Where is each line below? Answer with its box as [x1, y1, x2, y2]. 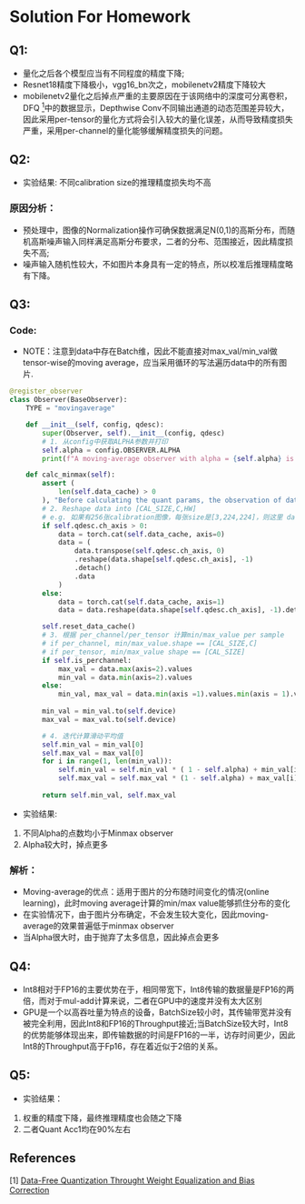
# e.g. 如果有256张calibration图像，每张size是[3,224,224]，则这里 [42, 512, 283, 522]
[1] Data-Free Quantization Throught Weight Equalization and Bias [9, 1175, 256, 1186]
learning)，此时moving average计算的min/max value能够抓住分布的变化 [22, 898, 290, 908]
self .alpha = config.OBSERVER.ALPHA [42, 446, 181, 455]
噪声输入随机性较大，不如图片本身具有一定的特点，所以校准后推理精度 [22, 258, 286, 269]
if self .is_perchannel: [42, 656, 132, 665]
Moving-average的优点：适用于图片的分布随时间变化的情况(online [22, 887, 270, 898]
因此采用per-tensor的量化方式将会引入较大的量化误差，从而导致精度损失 [22, 114, 293, 125]
